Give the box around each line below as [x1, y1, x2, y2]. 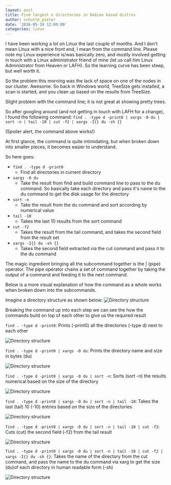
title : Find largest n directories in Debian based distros [5, 12, 136, 17]
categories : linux [5, 27, 44, 32]
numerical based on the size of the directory [5, 378, 99, 385]
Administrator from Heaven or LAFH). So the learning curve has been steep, [5, 63, 165, 69]
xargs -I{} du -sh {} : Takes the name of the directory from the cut [5, 453, 148, 459]
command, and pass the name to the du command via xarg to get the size [5, 459, 160, 465]
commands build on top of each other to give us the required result [5, 312, 146, 318]
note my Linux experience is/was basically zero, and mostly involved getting [5, 52, 166, 58]
